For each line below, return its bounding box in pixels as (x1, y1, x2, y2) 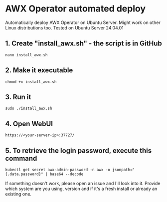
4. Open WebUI (5, 119, 53, 128)
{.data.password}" (5, 172, 43, 177)
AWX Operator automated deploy (5, 3, 146, 14)
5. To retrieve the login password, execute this (5, 146, 152, 155)
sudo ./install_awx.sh (5, 106, 52, 111)
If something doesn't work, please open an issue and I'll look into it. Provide (5, 181, 161, 186)
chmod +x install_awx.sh (5, 79, 57, 84)
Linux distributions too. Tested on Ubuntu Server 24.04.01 (5, 24, 124, 30)
